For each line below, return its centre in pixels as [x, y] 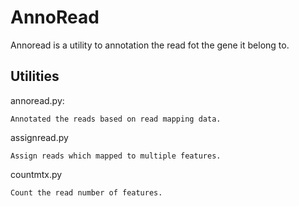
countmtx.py [36, 174]
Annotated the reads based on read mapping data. [116, 119]
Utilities [35, 76]
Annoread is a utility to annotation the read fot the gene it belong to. [150, 45]
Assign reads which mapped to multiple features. [116, 156]
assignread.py [39, 137]
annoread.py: [37, 100]
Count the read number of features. [86, 192]
